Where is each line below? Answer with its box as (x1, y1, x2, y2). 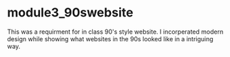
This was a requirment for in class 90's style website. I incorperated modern (7, 27, 224, 36)
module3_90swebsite (7, 5, 134, 21)
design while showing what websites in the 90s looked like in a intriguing (7, 34, 213, 43)
